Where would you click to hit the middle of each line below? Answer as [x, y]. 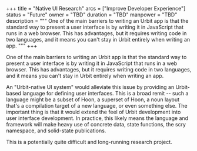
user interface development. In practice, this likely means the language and [97, 118]
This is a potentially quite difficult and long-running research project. [89, 142]
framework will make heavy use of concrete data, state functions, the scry [96, 124]
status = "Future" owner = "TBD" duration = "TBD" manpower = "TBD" [92, 15]
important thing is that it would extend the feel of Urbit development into [94, 112]
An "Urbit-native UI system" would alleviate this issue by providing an [90, 87]
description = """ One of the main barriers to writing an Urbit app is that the [97, 21]
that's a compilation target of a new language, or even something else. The [97, 106]
